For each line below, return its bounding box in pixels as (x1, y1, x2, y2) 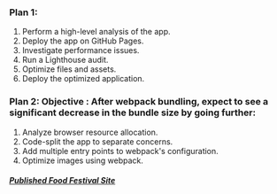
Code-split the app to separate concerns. (21, 136, 173, 147)
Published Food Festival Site (9, 175, 116, 186)
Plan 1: (9, 6, 38, 19)
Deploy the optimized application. (21, 74, 145, 84)
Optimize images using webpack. (21, 155, 143, 166)
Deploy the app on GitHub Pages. (21, 35, 144, 46)
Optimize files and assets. (21, 64, 117, 74)
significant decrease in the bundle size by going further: (9, 106, 257, 119)
